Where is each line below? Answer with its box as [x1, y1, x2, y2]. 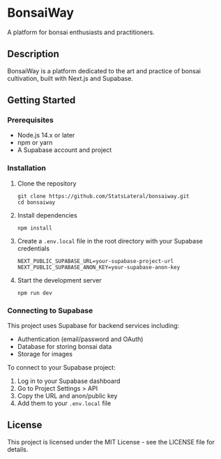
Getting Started [7, 94, 76, 106]
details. [7, 445, 29, 453]
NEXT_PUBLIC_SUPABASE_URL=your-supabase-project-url [17, 257, 174, 264]
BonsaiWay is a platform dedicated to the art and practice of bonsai [7, 66, 201, 75]
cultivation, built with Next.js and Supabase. [7, 74, 134, 82]
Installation [7, 163, 47, 173]
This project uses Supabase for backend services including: [7, 322, 180, 330]
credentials [17, 244, 50, 253]
